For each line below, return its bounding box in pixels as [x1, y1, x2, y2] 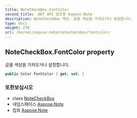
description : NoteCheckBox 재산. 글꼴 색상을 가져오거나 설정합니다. [5, 16, 133, 21]
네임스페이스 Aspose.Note [12, 101, 64, 107]
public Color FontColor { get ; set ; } [5, 71, 84, 76]
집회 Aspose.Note [12, 107, 48, 113]
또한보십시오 [5, 84, 33, 91]
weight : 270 [5, 25, 29, 30]
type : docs [5, 21, 27, 26]
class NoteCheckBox [12, 95, 55, 101]
